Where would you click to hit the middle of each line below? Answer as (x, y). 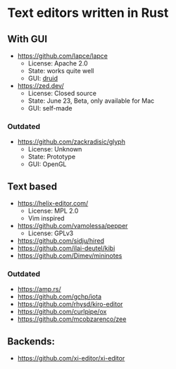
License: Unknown (55, 149)
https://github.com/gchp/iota (59, 296)
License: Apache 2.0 (58, 63)
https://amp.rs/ (39, 289)
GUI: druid (43, 78)
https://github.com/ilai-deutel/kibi (66, 249)
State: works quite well (61, 71)
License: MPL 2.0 (53, 211)
